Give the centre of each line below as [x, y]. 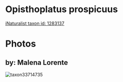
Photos [21, 44]
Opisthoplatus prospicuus [62, 9]
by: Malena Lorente [37, 63]
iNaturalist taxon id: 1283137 [35, 23]
